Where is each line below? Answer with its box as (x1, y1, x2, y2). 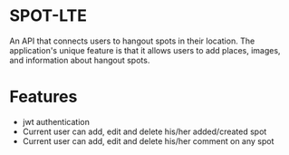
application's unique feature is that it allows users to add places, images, (9, 44, 281, 55)
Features (9, 87, 78, 107)
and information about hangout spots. (9, 54, 150, 65)
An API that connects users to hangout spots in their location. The (9, 35, 255, 46)
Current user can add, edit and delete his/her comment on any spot (22, 135, 275, 146)
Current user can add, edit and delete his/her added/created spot (22, 126, 267, 137)
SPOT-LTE (9, 5, 88, 26)
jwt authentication (22, 116, 91, 127)
